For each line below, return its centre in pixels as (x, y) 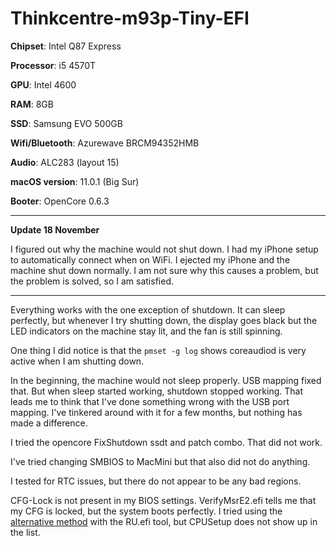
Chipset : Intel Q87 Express (66, 46)
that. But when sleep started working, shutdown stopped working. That (157, 391)
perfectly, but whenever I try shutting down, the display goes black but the (164, 320)
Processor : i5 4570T (53, 65)
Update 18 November (55, 229)
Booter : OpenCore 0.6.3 (60, 201)
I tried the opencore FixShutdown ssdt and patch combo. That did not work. (166, 442)
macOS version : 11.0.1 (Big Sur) (75, 181)
